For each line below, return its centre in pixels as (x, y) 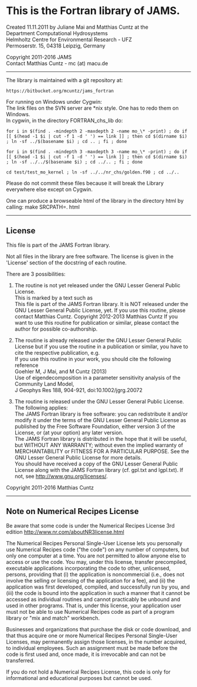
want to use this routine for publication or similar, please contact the (97, 322)
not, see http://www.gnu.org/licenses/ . (61, 476)
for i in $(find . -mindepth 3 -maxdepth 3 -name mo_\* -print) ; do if (97, 152)
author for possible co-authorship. (56, 329)
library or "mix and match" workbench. (53, 618)
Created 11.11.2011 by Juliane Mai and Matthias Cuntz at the (77, 27)
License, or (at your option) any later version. (69, 433)
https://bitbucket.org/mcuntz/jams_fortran (60, 91)
